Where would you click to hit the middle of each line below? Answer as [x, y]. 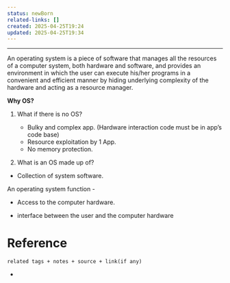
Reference [37, 243]
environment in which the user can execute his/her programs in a [99, 73]
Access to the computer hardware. [66, 202]
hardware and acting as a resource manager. [70, 88]
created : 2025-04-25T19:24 [46, 26]
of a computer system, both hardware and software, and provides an [104, 66]
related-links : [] [33, 20]
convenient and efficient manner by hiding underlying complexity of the [108, 80]
